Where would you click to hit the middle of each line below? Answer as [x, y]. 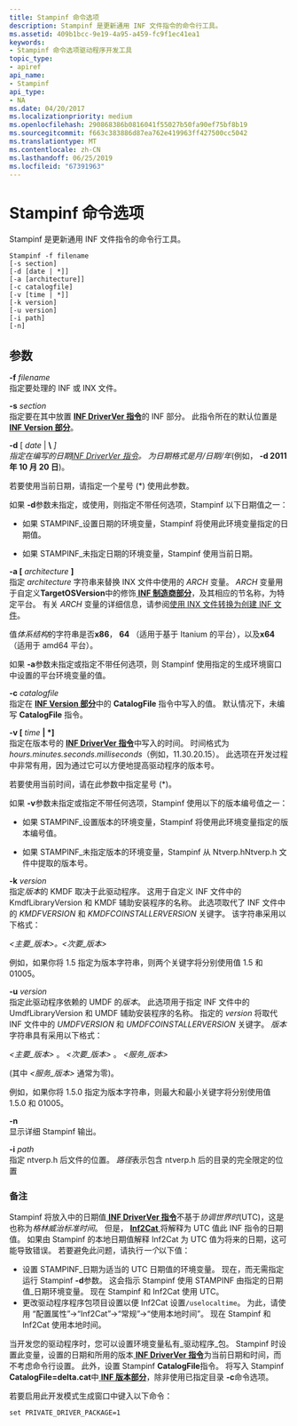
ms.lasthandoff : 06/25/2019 [61, 158]
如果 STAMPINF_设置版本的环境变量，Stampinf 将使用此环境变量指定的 [151, 822]
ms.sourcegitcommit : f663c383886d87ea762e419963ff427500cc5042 [129, 133]
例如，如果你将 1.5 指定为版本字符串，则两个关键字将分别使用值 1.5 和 [136, 963]
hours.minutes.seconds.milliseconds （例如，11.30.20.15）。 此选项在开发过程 [148, 754]
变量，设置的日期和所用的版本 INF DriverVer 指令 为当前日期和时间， [149, 1355]
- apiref [25, 68]
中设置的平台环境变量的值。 [60, 676]
